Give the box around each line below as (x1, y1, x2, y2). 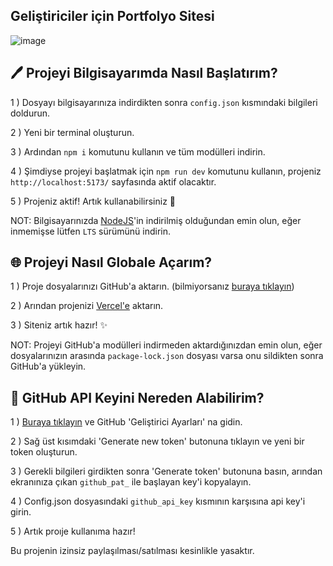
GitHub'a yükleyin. (10, 360, 87, 373)
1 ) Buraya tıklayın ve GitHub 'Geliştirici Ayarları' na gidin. (10, 416, 243, 428)
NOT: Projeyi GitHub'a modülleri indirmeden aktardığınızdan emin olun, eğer (10, 339, 323, 351)
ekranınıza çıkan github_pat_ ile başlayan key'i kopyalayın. (10, 476, 252, 488)
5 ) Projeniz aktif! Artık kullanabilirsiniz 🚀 (10, 195, 176, 207)
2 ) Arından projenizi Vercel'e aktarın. (10, 300, 164, 312)
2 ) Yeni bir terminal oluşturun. (10, 126, 135, 138)
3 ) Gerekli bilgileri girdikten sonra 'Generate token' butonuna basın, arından (10, 465, 323, 478)
